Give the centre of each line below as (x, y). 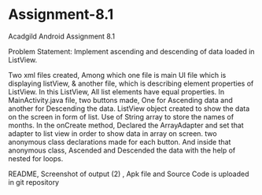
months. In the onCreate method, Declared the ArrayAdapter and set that (126, 125)
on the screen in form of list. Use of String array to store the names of (121, 116)
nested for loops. (36, 158)
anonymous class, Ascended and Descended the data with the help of (122, 150)
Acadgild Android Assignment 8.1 (62, 36)
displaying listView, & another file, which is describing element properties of (131, 83)
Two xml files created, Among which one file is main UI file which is (117, 75)
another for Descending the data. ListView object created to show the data (129, 109)
